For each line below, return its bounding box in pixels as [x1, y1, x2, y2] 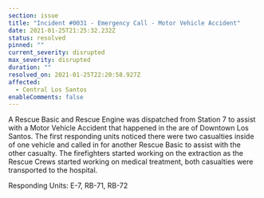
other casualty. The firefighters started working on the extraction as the [8, 149, 243, 158]
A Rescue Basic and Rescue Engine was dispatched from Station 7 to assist [8, 115, 256, 124]
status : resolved [8, 33, 66, 42]
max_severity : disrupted [8, 56, 91, 64]
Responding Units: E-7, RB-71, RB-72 [8, 181, 128, 191]
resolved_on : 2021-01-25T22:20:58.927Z [8, 71, 141, 79]
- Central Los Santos [15, 85, 88, 94]
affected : [8, 78, 41, 86]
